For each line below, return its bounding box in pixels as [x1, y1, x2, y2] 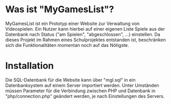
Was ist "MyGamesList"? [5, 4, 114, 15]
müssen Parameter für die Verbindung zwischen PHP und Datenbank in [5, 88, 156, 94]
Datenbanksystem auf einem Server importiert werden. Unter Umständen [5, 82, 159, 88]
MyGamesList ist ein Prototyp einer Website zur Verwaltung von [5, 20, 140, 27]
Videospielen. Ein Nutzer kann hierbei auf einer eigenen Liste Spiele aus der [5, 25, 165, 32]
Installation [5, 60, 54, 72]
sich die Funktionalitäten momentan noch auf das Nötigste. [5, 42, 129, 48]
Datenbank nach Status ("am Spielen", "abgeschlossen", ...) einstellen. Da [5, 31, 161, 37]
